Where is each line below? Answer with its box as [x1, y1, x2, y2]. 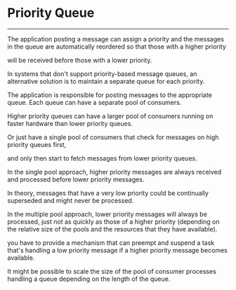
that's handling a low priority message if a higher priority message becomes [7, 246, 228, 254]
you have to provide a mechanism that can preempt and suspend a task [7, 238, 215, 247]
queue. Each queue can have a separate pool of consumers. [7, 98, 182, 106]
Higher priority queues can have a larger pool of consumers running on [7, 111, 214, 120]
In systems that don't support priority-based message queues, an [7, 69, 197, 78]
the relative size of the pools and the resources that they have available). [7, 225, 218, 233]
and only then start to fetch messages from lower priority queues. [7, 153, 198, 163]
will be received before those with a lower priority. [7, 56, 152, 64]
